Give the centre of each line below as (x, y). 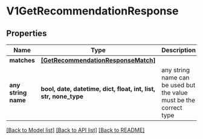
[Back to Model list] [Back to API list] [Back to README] (76, 130)
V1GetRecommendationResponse (92, 11)
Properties (27, 33)
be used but (178, 85)
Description (179, 50)
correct (172, 108)
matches (22, 60)
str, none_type (62, 96)
